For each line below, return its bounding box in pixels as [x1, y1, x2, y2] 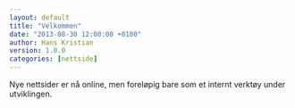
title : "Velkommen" [9, 21, 82, 30]
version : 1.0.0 [9, 46, 66, 55]
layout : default [9, 12, 70, 22]
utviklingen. [9, 88, 53, 99]
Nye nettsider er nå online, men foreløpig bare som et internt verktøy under [9, 79, 286, 89]
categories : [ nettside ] [9, 54, 98, 63]
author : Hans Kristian [9, 37, 94, 47]
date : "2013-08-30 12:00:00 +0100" [9, 29, 142, 38]
